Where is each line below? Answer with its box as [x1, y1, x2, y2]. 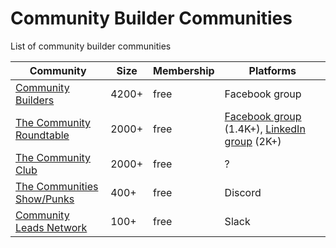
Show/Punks [15, 192, 75, 206]
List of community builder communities [10, 40, 172, 52]
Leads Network [15, 220, 88, 234]
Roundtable [15, 128, 70, 142]
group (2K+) [224, 134, 282, 148]
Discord [224, 185, 262, 199]
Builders [15, 93, 55, 107]
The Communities [15, 179, 99, 193]
